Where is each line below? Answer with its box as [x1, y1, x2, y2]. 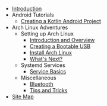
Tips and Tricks [29, 87, 68, 94]
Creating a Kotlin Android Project [20, 18, 101, 24]
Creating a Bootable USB [29, 43, 91, 50]
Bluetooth [29, 81, 53, 88]
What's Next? [29, 56, 63, 62]
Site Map [11, 93, 34, 100]
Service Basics [29, 68, 67, 75]
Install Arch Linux [29, 49, 73, 56]
